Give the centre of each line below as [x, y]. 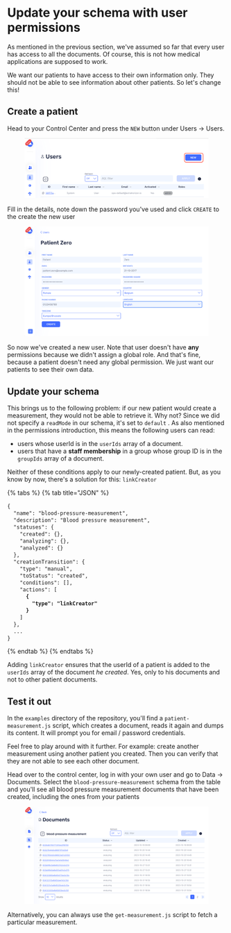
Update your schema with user [98, 13]
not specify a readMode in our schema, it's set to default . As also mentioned [116, 423]
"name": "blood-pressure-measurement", [71, 513]
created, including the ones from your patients [74, 797]
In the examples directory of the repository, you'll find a [85, 718]
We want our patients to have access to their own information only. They [111, 75]
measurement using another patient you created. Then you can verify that [113, 754]
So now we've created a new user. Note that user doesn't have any [103, 347]
